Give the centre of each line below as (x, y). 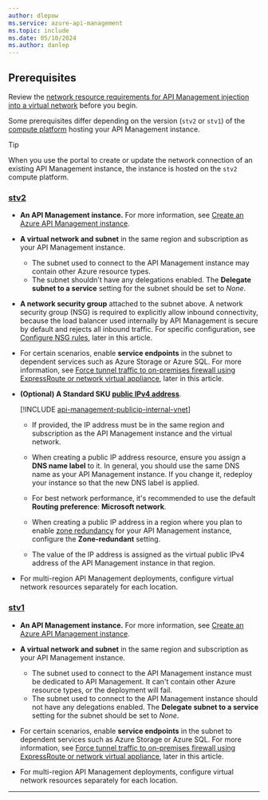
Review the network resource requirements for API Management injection (129, 97)
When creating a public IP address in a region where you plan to (137, 522)
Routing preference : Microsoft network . (99, 506)
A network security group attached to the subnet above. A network (131, 304)
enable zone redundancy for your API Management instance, (132, 530)
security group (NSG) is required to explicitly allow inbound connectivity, (139, 313)
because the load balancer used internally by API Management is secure (139, 321)
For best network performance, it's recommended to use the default (144, 499)
